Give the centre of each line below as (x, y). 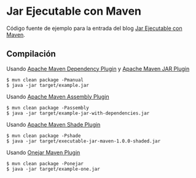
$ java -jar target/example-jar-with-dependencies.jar (78, 113)
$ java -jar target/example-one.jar (53, 169)
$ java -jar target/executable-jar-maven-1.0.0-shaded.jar (84, 141)
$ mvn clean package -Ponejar (45, 163)
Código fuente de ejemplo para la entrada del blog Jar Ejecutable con (94, 28)
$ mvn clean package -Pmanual (45, 80)
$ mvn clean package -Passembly (48, 108)
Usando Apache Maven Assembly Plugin (58, 97)
